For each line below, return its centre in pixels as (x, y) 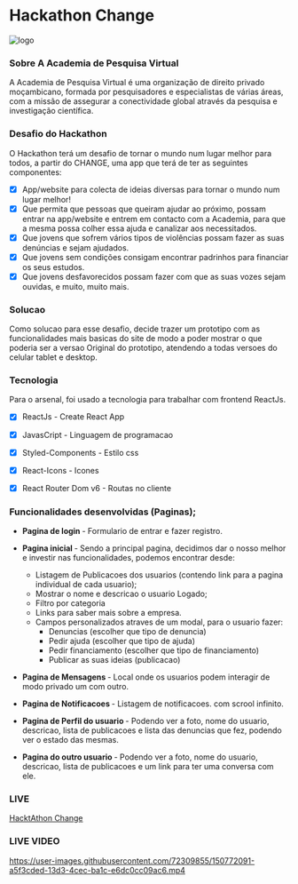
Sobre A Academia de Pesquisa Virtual (94, 63)
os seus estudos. (53, 267)
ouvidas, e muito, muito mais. (76, 286)
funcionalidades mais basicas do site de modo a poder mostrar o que (136, 338)
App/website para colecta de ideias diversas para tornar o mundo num (151, 189)
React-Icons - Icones (60, 470)
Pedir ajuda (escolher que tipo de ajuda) (122, 641)
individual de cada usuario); (86, 585)
